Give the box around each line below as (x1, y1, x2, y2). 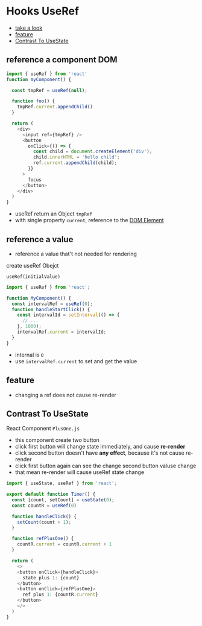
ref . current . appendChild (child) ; (33, 160, 118, 166)
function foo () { (11, 98, 55, 104)
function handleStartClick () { (11, 306, 90, 312)
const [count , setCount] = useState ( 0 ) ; (11, 497, 115, 503)
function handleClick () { (11, 513, 77, 519)
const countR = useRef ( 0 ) (11, 502, 77, 509)
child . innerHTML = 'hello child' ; (33, 154, 120, 160)
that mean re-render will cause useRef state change (14, 469, 145, 476)
